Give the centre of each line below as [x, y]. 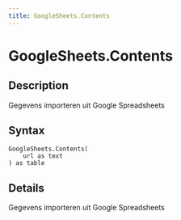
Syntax [27, 131]
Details [26, 188]
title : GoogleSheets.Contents [59, 16]
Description [38, 86]
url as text [43, 156]
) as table [27, 163]
